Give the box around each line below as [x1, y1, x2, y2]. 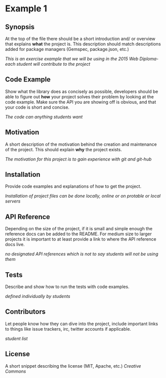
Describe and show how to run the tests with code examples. [5, 284, 129, 290]
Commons [5, 368, 26, 374]
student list [5, 336, 28, 341]
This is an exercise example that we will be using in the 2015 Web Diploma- [5, 56, 159, 62]
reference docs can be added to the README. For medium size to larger [5, 231, 152, 237]
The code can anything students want [5, 114, 83, 120]
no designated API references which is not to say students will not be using [5, 251, 159, 257]
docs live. [5, 242, 25, 248]
